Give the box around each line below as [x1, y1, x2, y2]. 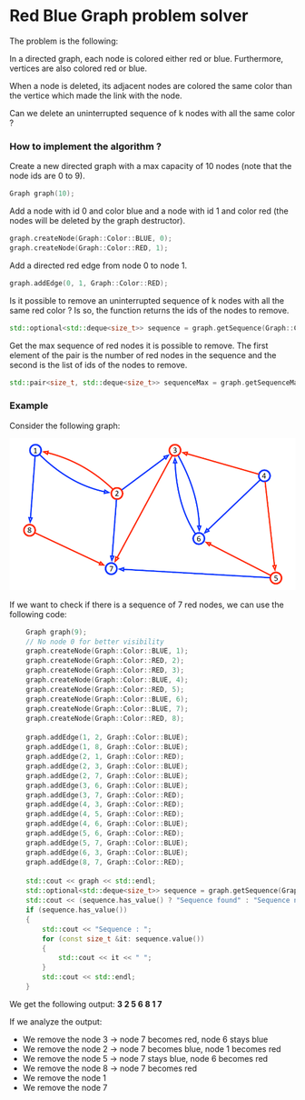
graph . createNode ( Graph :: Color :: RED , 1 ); [9, 243, 169, 253]
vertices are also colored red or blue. [9, 63, 148, 74]
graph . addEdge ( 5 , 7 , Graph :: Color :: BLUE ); [25, 838, 189, 847]
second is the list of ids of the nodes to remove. [9, 359, 188, 370]
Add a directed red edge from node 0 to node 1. [9, 260, 188, 271]
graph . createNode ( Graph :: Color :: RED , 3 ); [25, 665, 184, 675]
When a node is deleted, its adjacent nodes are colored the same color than [9, 80, 293, 91]
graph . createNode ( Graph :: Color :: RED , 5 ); [25, 685, 184, 694]
